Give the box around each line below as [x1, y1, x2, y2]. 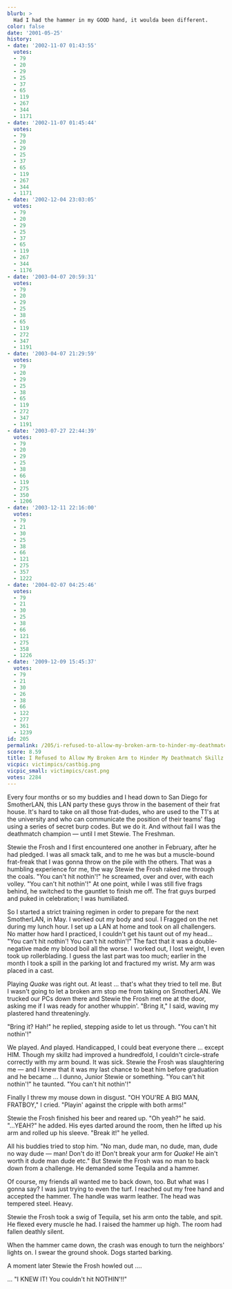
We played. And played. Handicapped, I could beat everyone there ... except [7, 1043, 224, 1051]
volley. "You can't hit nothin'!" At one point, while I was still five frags [7, 880, 202, 888]
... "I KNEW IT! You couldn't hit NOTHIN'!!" [7, 1275, 128, 1283]
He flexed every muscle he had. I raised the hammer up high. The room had [7, 1220, 222, 1228]
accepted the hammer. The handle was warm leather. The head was [7, 1192, 201, 1200]
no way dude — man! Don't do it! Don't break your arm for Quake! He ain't [7, 1149, 218, 1157]
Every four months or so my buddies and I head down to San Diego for [7, 793, 208, 801]
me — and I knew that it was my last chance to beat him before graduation [7, 1065, 219, 1074]
